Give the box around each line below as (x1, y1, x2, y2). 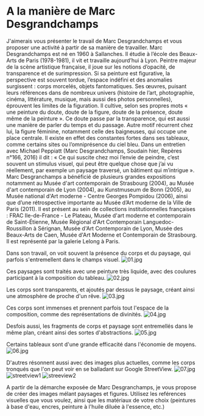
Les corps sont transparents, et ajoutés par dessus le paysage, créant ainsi (6, 286, 195, 293)
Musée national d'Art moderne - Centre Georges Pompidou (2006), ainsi (6, 192, 188, 199)
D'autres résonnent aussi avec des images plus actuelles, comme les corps (6, 359, 195, 366)
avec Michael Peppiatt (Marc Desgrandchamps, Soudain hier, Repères (6, 147, 182, 154)
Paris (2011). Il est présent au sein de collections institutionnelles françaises (6, 205, 196, 212)
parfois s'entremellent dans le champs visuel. (6, 255, 121, 263)
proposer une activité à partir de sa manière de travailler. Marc (6, 44, 163, 51)
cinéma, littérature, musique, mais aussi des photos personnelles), (6, 95, 172, 103)
